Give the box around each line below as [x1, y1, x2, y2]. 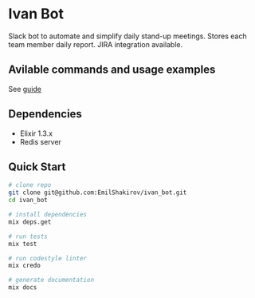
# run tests [8, 232, 48, 240]
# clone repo [8, 181, 52, 189]
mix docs [8, 284, 37, 292]
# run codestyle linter [8, 254, 88, 262]
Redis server [19, 137, 62, 146]
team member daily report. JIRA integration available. [8, 39, 183, 49]
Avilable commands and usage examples [8, 63, 216, 77]
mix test [8, 240, 37, 248]
